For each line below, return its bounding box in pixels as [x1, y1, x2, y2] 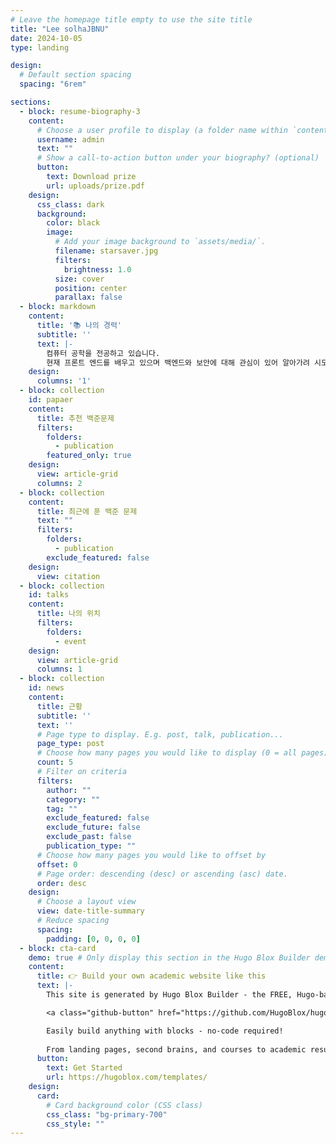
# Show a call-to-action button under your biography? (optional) [36, 153, 320, 163]
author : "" [46, 785, 92, 795]
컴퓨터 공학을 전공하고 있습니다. [46, 348, 161, 358]
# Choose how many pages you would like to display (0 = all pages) [36, 748, 329, 758]
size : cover [54, 274, 105, 284]
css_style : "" [46, 1119, 105, 1129]
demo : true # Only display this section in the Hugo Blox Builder [28, 952, 311, 963]
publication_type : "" [46, 841, 137, 851]
